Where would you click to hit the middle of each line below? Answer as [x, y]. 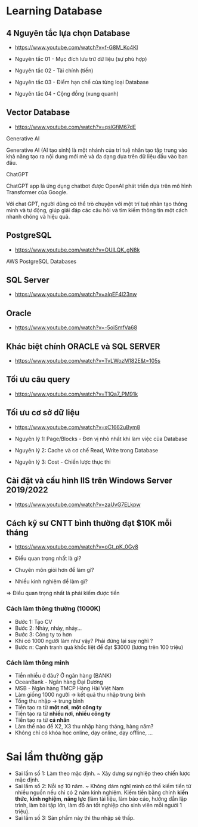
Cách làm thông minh [38, 663]
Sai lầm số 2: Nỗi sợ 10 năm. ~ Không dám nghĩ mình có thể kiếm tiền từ [103, 786]
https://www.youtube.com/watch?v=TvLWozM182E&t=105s [88, 361]
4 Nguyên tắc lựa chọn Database [68, 33]
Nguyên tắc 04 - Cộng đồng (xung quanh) [67, 94]
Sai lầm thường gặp [55, 757]
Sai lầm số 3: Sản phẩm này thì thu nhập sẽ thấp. [75, 817]
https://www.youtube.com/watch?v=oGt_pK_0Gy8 [76, 547]
